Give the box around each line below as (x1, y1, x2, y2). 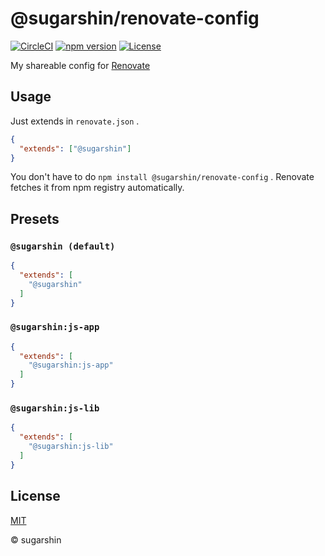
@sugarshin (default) (10, 240, 116, 252)
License (10, 488, 61, 505)
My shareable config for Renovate (10, 59, 151, 71)
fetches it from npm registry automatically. (10, 182, 185, 194)
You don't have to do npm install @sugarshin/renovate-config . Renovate (10, 171, 315, 183)
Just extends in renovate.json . (10, 115, 140, 127)
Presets (10, 210, 60, 227)
